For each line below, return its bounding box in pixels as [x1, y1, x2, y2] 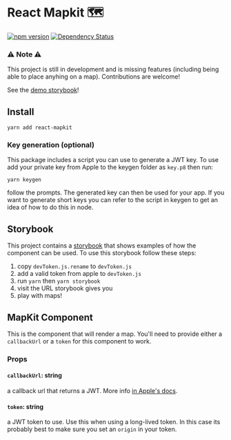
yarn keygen [7, 177, 41, 183]
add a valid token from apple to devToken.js [17, 270, 141, 278]
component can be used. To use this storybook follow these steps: [7, 249, 197, 257]
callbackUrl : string [7, 371, 62, 379]
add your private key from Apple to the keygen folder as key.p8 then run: [7, 163, 214, 172]
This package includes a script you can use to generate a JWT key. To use [7, 156, 219, 164]
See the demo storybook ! [7, 86, 79, 94]
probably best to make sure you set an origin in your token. [7, 425, 177, 434]
